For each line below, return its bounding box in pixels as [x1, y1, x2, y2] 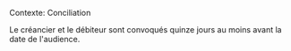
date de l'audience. [9, 34, 81, 44]
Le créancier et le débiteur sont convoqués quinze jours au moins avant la [9, 25, 282, 34]
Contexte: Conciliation [9, 8, 91, 18]
